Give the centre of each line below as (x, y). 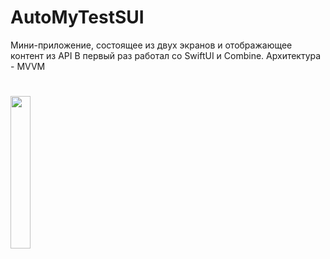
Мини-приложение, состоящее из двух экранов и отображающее (151, 45)
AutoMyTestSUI (77, 17)
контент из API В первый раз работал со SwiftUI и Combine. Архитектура (166, 55)
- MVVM (28, 66)
